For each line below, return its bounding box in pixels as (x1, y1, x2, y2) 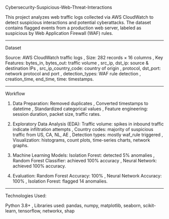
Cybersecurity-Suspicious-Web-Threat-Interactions (5, 5, 112, 10)
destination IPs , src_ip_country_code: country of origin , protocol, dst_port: (5, 65, 161, 71)
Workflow (5, 91, 25, 97)
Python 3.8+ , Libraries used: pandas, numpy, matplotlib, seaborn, (5, 202, 142, 208)
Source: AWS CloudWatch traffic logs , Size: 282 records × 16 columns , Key (5, 55, 163, 60)
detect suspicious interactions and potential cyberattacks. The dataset (5, 20, 151, 25)
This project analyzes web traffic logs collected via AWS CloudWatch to (5, 14, 154, 20)
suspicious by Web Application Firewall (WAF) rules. (5, 30, 113, 36)
